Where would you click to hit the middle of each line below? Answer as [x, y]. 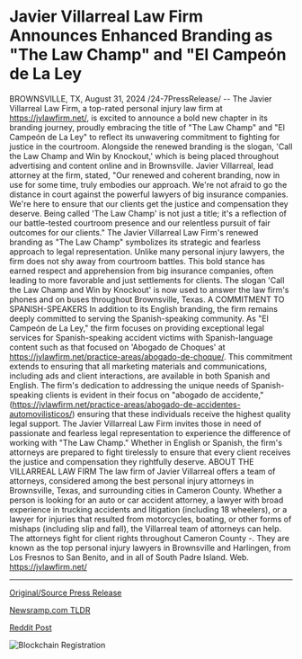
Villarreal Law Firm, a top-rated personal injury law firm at [116, 108]
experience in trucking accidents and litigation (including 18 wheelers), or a [148, 509]
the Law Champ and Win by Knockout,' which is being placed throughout [144, 156]
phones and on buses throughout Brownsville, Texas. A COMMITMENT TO [147, 299]
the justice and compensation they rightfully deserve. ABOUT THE [132, 461]
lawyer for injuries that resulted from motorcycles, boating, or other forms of [151, 519]
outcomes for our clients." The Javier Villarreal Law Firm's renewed [134, 232]
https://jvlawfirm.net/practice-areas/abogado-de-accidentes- [126, 404]
